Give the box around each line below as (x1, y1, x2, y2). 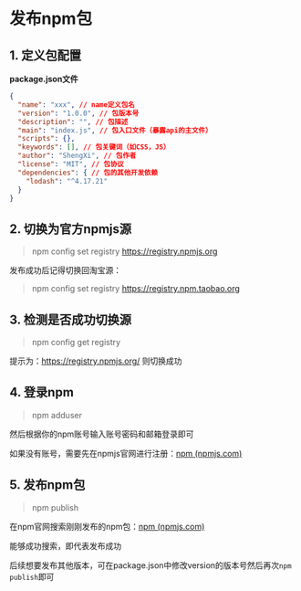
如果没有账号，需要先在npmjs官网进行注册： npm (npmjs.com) (9, 448, 243, 459)
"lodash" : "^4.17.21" (26, 176, 108, 185)
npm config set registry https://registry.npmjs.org (31, 246, 218, 257)
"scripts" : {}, (17, 134, 76, 143)
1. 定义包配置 (9, 47, 82, 63)
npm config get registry (31, 337, 121, 347)
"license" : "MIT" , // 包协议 (17, 160, 125, 169)
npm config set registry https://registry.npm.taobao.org (31, 283, 240, 294)
